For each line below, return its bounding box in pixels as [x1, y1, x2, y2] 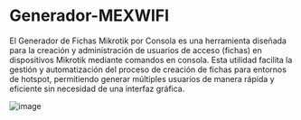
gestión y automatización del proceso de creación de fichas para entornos [9, 64, 287, 75]
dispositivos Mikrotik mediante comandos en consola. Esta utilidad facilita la [9, 54, 293, 65]
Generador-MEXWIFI [9, 5, 170, 26]
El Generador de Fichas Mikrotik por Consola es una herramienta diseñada [9, 35, 287, 46]
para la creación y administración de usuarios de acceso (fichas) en [9, 44, 262, 55]
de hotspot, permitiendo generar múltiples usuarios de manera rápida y [9, 73, 275, 84]
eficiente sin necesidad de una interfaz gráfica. [9, 83, 185, 94]
